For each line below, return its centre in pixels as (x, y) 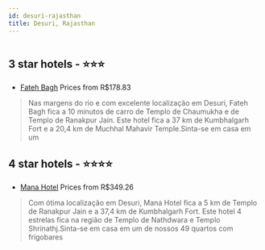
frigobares (45, 237)
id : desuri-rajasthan (45, 16)
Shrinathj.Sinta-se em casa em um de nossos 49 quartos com (130, 229)
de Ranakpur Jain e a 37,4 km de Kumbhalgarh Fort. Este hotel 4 (135, 211)
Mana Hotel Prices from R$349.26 (77, 187)
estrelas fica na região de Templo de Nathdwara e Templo (124, 220)
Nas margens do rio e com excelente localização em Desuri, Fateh (138, 103)
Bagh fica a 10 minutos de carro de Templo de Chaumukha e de (134, 112)
